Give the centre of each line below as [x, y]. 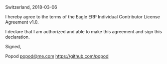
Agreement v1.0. [22, 22]
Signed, [13, 46]
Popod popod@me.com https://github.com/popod [57, 56]
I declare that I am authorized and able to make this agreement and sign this [83, 32]
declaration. [18, 37]
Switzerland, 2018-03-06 [31, 7]
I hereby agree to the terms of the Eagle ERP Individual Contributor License [83, 17]
